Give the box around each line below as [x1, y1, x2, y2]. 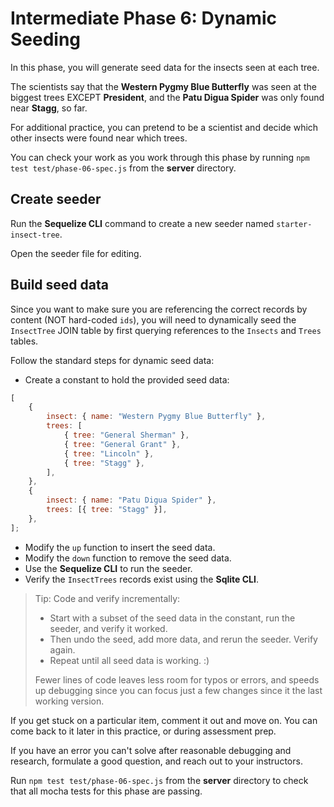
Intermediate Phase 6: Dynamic [10, 7, 277, 30]
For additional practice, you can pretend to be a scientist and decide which [10, 121, 319, 133]
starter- [276, 219, 313, 229]
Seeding [10, 28, 82, 51]
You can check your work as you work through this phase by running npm [10, 151, 310, 163]
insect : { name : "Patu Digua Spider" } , [46, 495, 217, 506]
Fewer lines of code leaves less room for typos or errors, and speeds [34, 673, 320, 686]
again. [49, 643, 76, 656]
